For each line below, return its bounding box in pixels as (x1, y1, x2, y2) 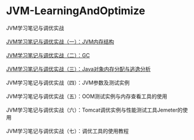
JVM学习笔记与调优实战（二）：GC (6, 51, 90, 58)
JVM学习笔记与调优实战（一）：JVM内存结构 (6, 38, 114, 45)
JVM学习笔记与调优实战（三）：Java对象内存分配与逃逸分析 (6, 65, 151, 72)
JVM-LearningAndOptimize (6, 4, 145, 18)
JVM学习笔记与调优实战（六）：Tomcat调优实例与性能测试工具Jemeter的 (6, 106, 183, 113)
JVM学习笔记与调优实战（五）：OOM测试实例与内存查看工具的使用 (6, 93, 167, 100)
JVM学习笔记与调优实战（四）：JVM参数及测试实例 (6, 79, 130, 86)
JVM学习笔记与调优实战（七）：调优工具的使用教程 (6, 127, 129, 134)
